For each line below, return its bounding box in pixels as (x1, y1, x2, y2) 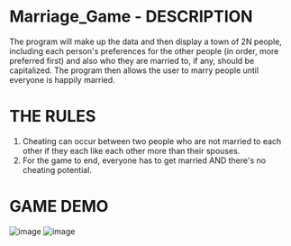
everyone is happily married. (9, 74, 115, 85)
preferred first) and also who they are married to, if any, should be (9, 55, 255, 66)
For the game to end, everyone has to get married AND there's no (22, 155, 267, 166)
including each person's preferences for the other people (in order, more (9, 45, 279, 56)
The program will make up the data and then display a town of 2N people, (9, 36, 282, 47)
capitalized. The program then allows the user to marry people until (9, 65, 259, 76)
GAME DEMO (9, 196, 109, 217)
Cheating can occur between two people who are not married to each (22, 135, 282, 146)
